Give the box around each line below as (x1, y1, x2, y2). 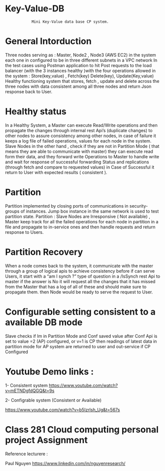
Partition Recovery (5, 246, 83, 257)
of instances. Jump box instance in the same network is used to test (20, 208, 159, 214)
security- (130, 203, 148, 209)
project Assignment (5, 435, 88, 445)
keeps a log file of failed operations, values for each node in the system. (5, 138, 152, 144)
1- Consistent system (5, 382, 48, 388)
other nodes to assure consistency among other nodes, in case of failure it (5, 133, 156, 139)
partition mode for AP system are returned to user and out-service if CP (5, 343, 151, 349)
